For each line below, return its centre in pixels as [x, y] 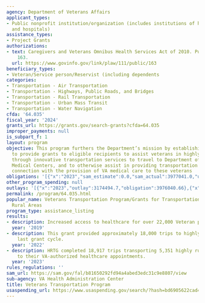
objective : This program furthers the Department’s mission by [88, 148]
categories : [21, 80]
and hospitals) [31, 29]
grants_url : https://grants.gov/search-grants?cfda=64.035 [83, 126]
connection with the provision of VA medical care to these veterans [102, 171]
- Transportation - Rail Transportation [59, 97]
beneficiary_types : [31, 69]
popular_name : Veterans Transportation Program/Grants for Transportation [103, 199]
